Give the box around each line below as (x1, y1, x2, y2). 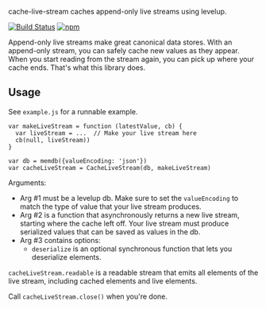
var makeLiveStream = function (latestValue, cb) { (8, 122, 183, 130)
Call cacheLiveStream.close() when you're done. (8, 292, 168, 301)
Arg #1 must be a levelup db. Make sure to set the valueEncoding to (19, 193, 239, 203)
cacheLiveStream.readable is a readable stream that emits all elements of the (8, 268, 259, 277)
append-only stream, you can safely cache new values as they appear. (8, 46, 240, 55)
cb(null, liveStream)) (15, 136, 91, 144)
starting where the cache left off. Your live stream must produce (19, 218, 229, 228)
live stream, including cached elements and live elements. (8, 276, 198, 285)
